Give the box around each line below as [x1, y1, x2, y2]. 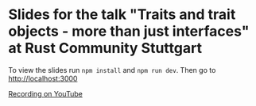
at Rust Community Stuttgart [8, 40, 203, 57]
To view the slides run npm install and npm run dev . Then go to [8, 65, 216, 74]
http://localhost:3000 [8, 74, 78, 83]
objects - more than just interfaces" [8, 22, 250, 40]
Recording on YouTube [8, 89, 83, 98]
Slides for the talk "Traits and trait [8, 6, 236, 24]
